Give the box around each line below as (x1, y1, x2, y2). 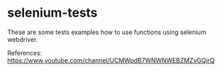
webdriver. (7, 35, 39, 43)
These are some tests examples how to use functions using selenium (7, 28, 207, 36)
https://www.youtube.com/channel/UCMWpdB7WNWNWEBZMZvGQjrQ (7, 56, 215, 64)
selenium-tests (7, 5, 98, 21)
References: (7, 49, 42, 57)
